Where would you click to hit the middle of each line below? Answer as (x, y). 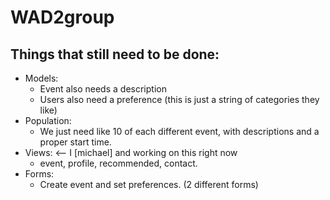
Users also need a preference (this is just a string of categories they (179, 99)
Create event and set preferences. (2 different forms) (149, 184)
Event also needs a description (103, 89)
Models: (41, 78)
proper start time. (75, 142)
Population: (48, 120)
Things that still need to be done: (115, 54)
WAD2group (62, 17)
